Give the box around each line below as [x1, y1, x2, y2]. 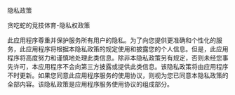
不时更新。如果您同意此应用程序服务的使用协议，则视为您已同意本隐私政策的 [7, 71, 229, 80]
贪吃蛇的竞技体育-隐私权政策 [7, 21, 90, 30]
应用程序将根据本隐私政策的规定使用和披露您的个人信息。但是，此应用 [25, 45, 229, 53]
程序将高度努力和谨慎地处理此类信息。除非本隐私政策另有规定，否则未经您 [7, 53, 222, 62]
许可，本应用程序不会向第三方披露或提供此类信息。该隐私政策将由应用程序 [13, 63, 229, 70]
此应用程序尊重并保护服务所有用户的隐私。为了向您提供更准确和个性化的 [7, 36, 216, 44]
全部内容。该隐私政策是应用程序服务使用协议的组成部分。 [7, 80, 173, 88]
